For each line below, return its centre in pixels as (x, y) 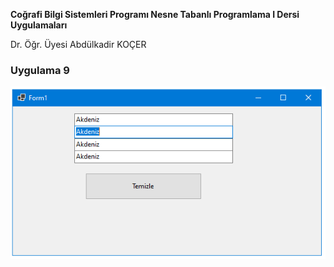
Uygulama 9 (40, 70)
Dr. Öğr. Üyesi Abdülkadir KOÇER (78, 44)
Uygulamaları (39, 25)
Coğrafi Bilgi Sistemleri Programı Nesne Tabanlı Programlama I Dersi (155, 14)
